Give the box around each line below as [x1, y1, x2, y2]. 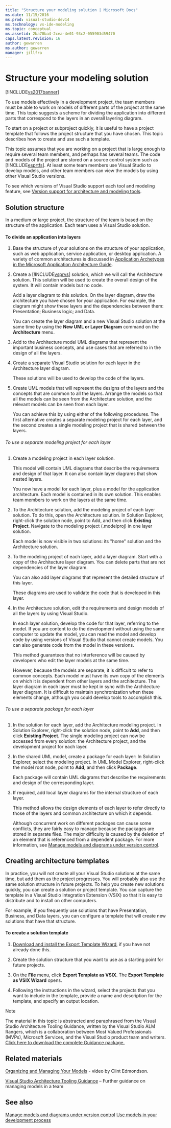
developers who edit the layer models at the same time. [12, 657, 130, 663]
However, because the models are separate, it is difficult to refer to [12, 667, 154, 673]
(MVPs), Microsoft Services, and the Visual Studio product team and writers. [5, 1034, 166, 1040]
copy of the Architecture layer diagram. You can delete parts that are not [12, 559, 165, 565]
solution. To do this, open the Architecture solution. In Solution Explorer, [12, 512, 164, 518]
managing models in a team [5, 1083, 64, 1089]
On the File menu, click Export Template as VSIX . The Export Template [12, 972, 164, 978]
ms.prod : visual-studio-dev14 [5, 17, 70, 22]
